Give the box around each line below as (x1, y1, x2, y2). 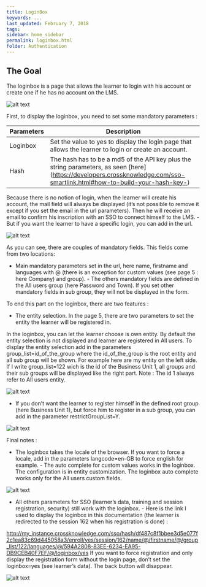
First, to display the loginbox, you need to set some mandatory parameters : (6, 112, 198, 120)
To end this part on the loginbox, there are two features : (6, 300, 149, 307)
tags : (6, 26, 20, 33)
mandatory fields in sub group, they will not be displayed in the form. (15, 288, 189, 295)
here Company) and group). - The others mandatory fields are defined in (15, 275, 199, 282)
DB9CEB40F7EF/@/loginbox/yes (6, 549, 89, 556)
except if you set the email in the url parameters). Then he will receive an (6, 207, 191, 214)
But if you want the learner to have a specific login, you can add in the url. (6, 220, 193, 227)
